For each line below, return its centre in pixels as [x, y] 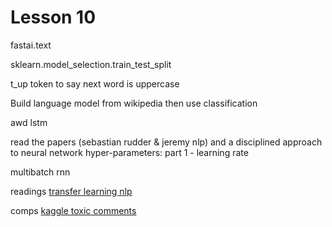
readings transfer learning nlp [71, 191]
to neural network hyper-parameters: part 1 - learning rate [129, 152]
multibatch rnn [40, 172]
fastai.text [31, 45]
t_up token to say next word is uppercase [95, 83]
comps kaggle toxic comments [73, 210]
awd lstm [29, 122]
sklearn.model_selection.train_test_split [91, 64]
